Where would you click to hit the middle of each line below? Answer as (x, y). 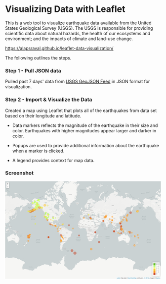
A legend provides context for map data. (53, 160)
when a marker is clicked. (38, 151)
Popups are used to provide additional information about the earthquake (86, 145)
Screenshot (19, 173)
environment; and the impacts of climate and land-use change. (69, 39)
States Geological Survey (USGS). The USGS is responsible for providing (79, 28)
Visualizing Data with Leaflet (65, 9)
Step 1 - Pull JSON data (33, 70)
